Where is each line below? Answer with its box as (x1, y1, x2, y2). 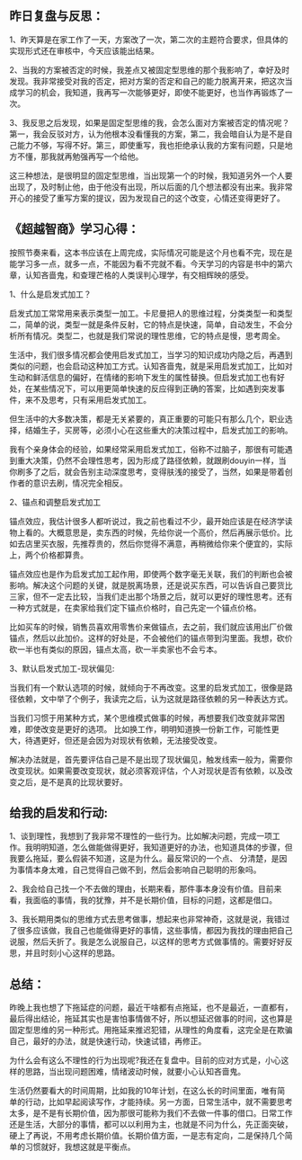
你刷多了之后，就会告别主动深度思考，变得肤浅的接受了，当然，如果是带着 (9, 466, 285, 477)
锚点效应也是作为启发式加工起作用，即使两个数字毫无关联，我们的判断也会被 (9, 568, 293, 579)
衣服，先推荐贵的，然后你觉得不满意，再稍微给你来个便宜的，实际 (48, 538, 293, 549)
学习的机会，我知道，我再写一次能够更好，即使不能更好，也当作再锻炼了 (16, 86, 285, 97)
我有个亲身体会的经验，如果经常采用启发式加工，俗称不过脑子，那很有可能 (9, 443, 285, 454)
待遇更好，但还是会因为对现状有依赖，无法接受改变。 (24, 735, 222, 745)
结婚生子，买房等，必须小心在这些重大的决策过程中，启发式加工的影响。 (24, 424, 293, 435)
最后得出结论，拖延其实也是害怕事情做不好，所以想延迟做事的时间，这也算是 (9, 1013, 293, 1024)
